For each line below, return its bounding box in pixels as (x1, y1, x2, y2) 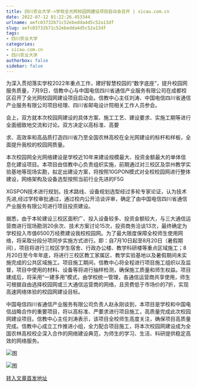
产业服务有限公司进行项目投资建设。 (6, 203, 94, 210)
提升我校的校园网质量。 (11, 141, 68, 148)
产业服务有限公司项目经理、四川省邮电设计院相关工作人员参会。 (6, 102, 160, 109)
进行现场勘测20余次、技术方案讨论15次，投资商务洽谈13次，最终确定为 (16, 222, 188, 230)
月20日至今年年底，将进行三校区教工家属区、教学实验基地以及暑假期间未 (6, 252, 182, 259)
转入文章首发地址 (6, 375, 47, 382)
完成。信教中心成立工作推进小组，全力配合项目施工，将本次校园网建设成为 (6, 323, 186, 330)
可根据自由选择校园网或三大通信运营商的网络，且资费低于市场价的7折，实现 (6, 281, 189, 288)
